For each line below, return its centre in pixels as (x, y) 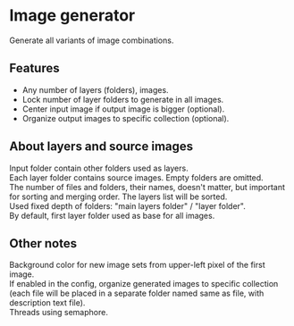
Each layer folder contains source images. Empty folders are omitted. (136, 177)
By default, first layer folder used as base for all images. (112, 215)
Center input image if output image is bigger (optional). (123, 109)
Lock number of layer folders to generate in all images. (123, 99)
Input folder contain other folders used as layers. (99, 168)
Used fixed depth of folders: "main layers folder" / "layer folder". (127, 205)
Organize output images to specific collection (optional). (126, 118)
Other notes (43, 243)
